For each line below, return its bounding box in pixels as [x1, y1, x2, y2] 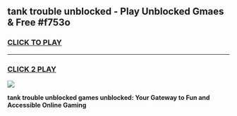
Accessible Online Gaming [7, 101, 87, 109]
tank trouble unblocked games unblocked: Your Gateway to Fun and [7, 93, 210, 101]
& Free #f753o [7, 17, 71, 29]
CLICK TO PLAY [7, 38, 62, 48]
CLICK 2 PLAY [7, 64, 56, 74]
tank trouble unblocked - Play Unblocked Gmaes [7, 6, 224, 18]
